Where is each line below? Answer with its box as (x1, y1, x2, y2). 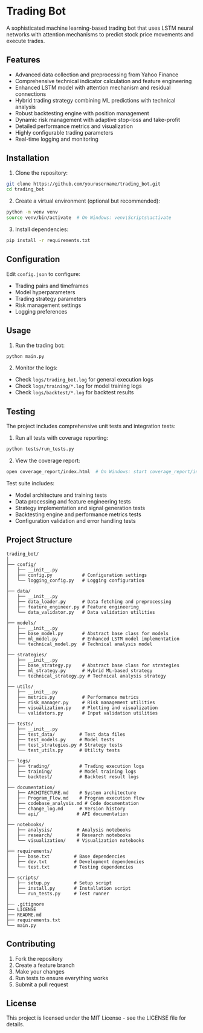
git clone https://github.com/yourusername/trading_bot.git (6, 181, 161, 187)
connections (14, 90, 47, 98)
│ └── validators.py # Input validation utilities (6, 710, 158, 716)
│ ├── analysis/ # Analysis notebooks (6, 827, 131, 833)
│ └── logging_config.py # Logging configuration (6, 577, 145, 584)
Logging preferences (14, 308, 68, 315)
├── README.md (6, 912, 42, 918)
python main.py (6, 353, 45, 359)
